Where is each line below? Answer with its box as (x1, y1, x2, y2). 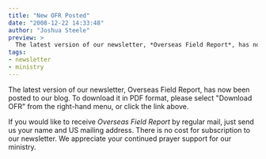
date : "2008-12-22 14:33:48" (8, 19, 104, 27)
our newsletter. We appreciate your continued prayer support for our (8, 134, 232, 143)
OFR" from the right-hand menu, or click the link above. (8, 101, 189, 111)
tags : (8, 48, 26, 56)
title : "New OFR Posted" (8, 11, 90, 20)
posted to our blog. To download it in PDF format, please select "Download (8, 93, 253, 103)
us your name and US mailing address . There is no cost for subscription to (8, 125, 251, 134)
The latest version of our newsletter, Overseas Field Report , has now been (8, 85, 250, 94)
